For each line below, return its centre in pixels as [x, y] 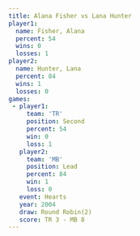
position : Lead [52, 167]
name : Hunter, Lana [49, 69]
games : [19, 99]
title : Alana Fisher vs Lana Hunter [70, 16]
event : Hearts [43, 197]
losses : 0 [32, 91]
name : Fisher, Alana [50, 31]
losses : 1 [32, 54]
